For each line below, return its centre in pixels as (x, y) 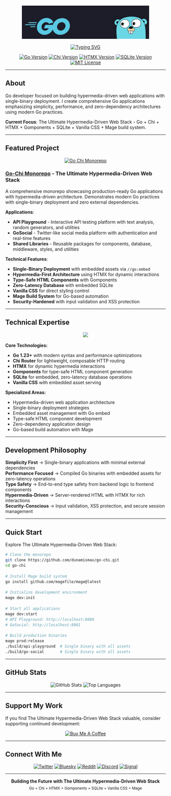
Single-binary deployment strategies (51, 408)
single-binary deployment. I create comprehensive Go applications (75, 101)
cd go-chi (16, 566)
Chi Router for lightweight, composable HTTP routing (69, 361)
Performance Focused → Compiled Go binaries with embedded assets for (83, 473)
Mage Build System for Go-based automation (61, 296)
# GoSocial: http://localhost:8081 (43, 625)
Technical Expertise (37, 323)
